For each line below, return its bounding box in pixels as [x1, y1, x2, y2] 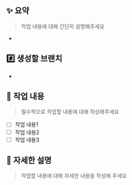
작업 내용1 [14, 121, 38, 128]
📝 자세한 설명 [6, 155, 52, 166]
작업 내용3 [14, 136, 40, 143]
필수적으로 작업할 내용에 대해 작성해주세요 [20, 108, 119, 116]
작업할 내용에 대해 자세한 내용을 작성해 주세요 [20, 172, 127, 180]
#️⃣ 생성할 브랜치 [6, 53, 63, 64]
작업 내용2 [14, 128, 40, 136]
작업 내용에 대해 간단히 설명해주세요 [20, 23, 105, 30]
